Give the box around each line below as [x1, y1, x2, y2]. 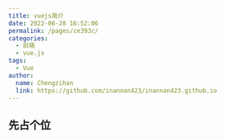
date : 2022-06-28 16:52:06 [8, 19, 99, 27]
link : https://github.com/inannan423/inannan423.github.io [15, 86, 218, 95]
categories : [8, 34, 48, 43]
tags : [8, 57, 27, 65]
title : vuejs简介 [8, 11, 64, 20]
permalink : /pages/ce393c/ [8, 27, 99, 35]
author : [8, 72, 35, 80]
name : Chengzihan [15, 79, 74, 87]
